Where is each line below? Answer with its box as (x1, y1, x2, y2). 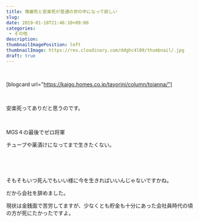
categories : (6, 25, 36, 31)
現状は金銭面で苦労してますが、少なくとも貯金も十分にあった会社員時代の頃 (6, 202, 193, 209)
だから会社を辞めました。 (6, 189, 69, 196)
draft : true (6, 53, 36, 59)
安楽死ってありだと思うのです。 (6, 104, 84, 112)
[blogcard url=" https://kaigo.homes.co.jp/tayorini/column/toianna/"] (6, 81, 172, 88)
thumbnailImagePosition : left (6, 42, 81, 48)
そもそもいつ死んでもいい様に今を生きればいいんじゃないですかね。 (6, 176, 172, 184)
